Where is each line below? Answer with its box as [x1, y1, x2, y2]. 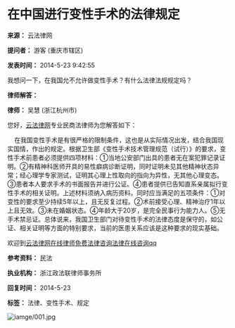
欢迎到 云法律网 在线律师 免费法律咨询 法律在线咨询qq [7, 239, 157, 247]
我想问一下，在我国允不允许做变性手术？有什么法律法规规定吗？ [7, 75, 192, 84]
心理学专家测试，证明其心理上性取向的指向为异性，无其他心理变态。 [25, 170, 223, 179]
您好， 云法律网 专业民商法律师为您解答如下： [7, 120, 137, 129]
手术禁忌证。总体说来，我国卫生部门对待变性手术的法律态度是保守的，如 [7, 215, 217, 223]
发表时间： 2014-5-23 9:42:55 [7, 61, 95, 69]
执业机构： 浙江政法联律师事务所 [7, 268, 102, 277]
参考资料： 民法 [7, 253, 53, 262]
